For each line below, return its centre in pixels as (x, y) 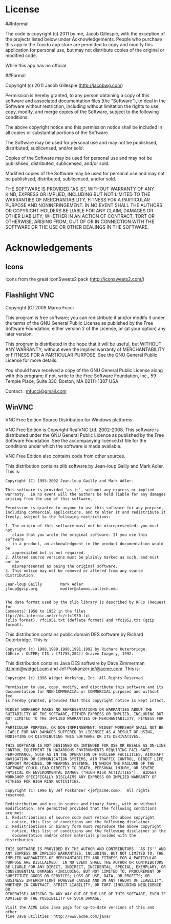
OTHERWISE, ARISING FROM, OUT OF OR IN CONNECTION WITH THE (80, 221)
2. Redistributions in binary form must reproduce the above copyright (83, 826)
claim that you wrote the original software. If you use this (80, 535)
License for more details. (31, 360)
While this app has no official (36, 65)
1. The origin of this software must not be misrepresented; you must (82, 526)
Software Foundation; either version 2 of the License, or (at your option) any (85, 328)
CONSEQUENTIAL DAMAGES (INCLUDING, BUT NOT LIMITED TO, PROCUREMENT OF (83, 871)
